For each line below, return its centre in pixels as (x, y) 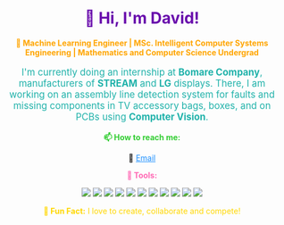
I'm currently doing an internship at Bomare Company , (142, 72)
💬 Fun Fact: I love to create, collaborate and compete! (142, 211)
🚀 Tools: (142, 175)
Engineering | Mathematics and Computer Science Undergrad (142, 52)
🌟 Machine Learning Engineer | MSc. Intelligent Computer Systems (142, 43)
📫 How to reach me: (142, 137)
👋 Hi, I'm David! (142, 18)
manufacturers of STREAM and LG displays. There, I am (142, 83)
